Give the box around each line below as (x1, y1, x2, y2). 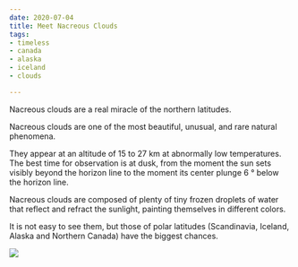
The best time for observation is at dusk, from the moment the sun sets (9, 158, 271, 168)
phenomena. (9, 131, 56, 142)
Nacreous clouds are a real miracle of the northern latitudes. (9, 104, 232, 115)
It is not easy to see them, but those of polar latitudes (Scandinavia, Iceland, (9, 220, 290, 231)
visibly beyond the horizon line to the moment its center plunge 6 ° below (9, 167, 279, 177)
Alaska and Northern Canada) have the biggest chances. (9, 230, 219, 241)
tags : (9, 30, 30, 39)
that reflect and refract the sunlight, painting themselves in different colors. (9, 203, 286, 214)
